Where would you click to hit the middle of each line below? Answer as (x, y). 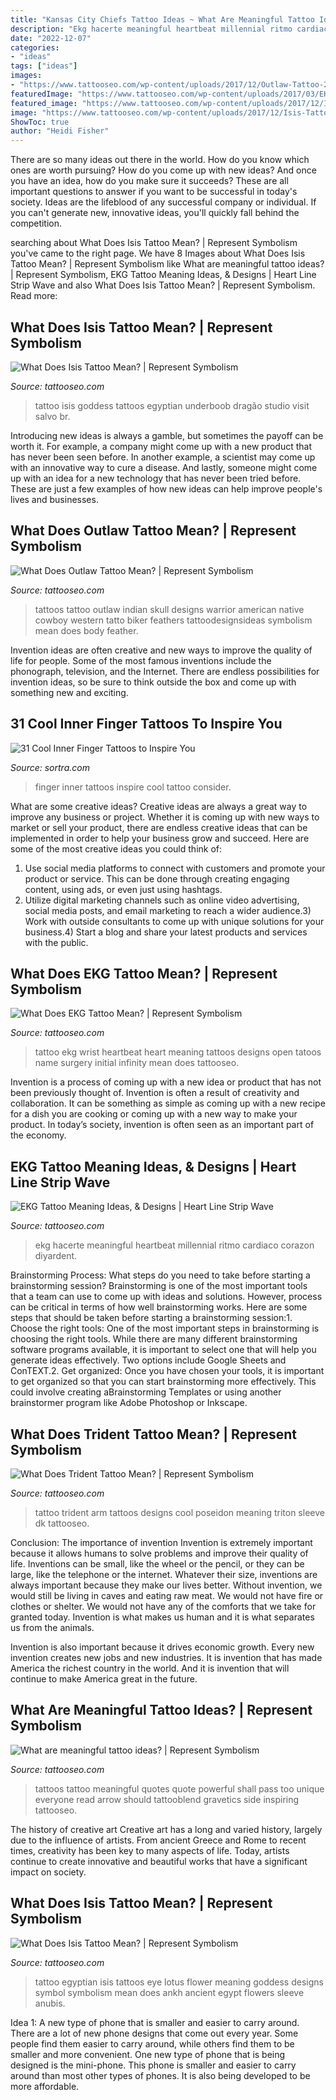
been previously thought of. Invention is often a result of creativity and (155, 1093)
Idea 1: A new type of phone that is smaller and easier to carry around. (155, 2022)
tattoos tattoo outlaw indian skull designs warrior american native (169, 609)
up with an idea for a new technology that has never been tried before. (156, 478)
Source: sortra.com (50, 767)
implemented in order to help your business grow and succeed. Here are (160, 838)
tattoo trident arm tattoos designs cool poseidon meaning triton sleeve (179, 1512)
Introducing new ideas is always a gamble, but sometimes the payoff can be (167, 435)
